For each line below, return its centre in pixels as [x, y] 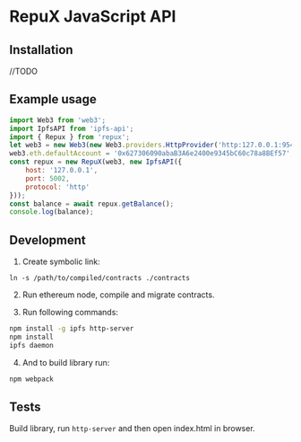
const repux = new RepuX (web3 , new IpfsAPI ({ [95, 162]
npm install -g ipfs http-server [72, 329]
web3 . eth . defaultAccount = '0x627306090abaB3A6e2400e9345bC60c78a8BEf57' [150, 154]
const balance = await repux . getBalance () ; [92, 204]
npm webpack [31, 379]
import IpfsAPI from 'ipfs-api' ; [72, 128]
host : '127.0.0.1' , [62, 171]
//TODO [24, 71]
